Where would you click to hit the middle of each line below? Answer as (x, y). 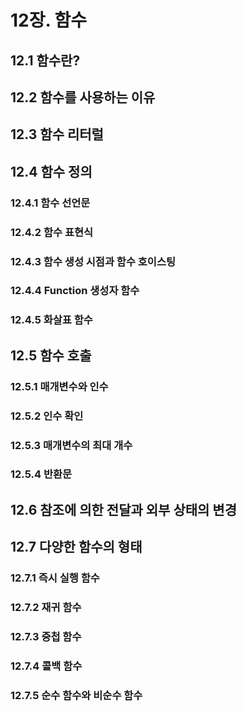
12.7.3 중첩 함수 (46, 636)
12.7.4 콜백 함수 (46, 666)
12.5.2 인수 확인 (47, 416)
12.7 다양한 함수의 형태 (76, 547)
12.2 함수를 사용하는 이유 (83, 97)
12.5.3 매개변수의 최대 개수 (71, 445)
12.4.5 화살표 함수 (51, 320)
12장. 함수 (49, 20)
